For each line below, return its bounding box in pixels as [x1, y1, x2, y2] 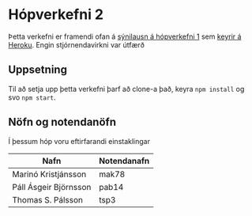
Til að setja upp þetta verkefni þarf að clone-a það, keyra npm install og [8, 84, 245, 93]
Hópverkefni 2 [8, 6, 104, 24]
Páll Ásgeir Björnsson [12, 181, 92, 192]
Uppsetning [8, 63, 67, 77]
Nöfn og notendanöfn [8, 116, 117, 129]
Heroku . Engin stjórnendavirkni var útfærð [8, 40, 145, 49]
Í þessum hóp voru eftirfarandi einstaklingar [8, 136, 150, 146]
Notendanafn [98, 155, 150, 166]
